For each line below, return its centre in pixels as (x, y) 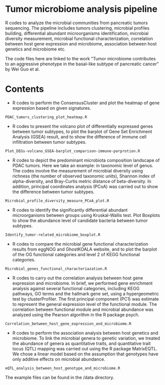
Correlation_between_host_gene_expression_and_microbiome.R (68, 324)
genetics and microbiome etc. (35, 49)
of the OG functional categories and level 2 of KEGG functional (76, 254)
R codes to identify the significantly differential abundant (70, 210)
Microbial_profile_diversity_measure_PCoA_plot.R (57, 201)
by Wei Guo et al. (22, 69)
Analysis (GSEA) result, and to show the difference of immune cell (79, 136)
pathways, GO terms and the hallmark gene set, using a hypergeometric (85, 294)
